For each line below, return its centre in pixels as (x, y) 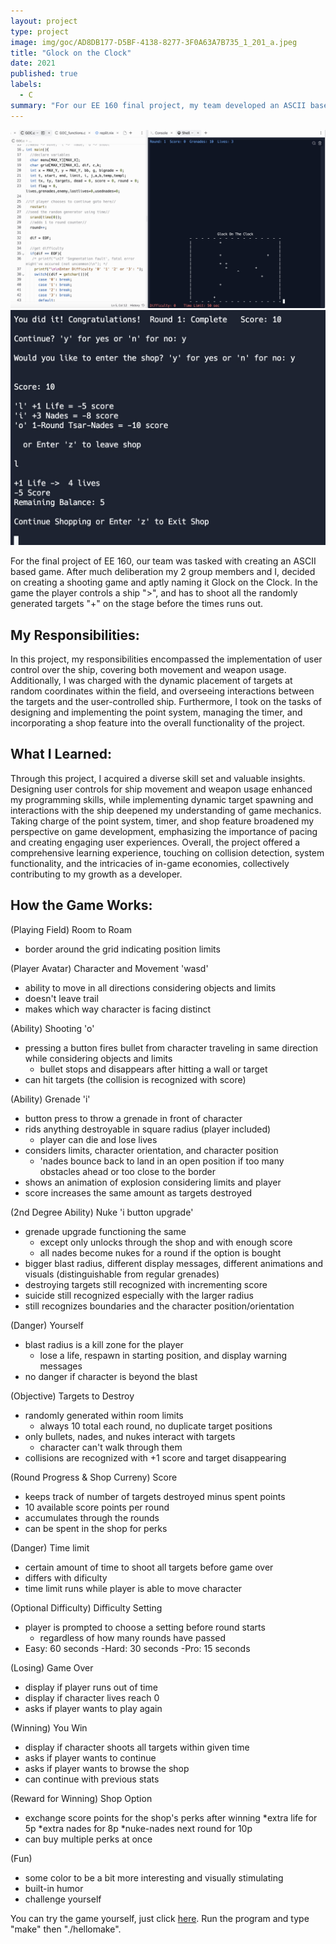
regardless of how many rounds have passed (133, 1637)
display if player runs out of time (91, 1687)
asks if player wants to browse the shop (107, 1768)
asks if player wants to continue (90, 1757)
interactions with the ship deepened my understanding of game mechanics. (166, 810)
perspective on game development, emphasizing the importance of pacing (164, 831)
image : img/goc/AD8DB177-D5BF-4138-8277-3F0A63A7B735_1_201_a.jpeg (154, 42)
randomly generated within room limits (104, 1415)
